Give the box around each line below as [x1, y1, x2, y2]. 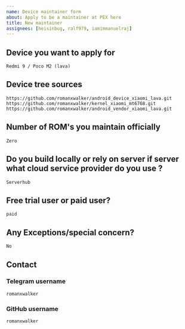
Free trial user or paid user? [6, 195, 111, 205]
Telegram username [6, 277, 66, 285]
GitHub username [6, 305, 58, 313]
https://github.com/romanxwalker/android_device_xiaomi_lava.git [6, 95, 172, 102]
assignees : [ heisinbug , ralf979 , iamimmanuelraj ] [6, 25, 132, 32]
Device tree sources [6, 79, 82, 90]
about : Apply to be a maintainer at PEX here [6, 14, 121, 20]
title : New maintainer [6, 20, 63, 26]
